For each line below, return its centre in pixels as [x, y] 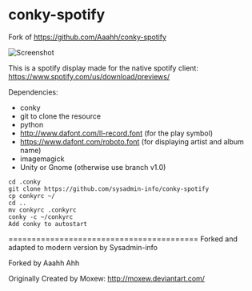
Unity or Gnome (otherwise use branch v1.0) [93, 167]
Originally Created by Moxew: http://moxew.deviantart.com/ [107, 278]
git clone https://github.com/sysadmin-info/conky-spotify [109, 189]
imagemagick [42, 159]
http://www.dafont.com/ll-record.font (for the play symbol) [116, 133]
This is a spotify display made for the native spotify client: [103, 68]
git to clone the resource [60, 116]
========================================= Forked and [123, 239]
